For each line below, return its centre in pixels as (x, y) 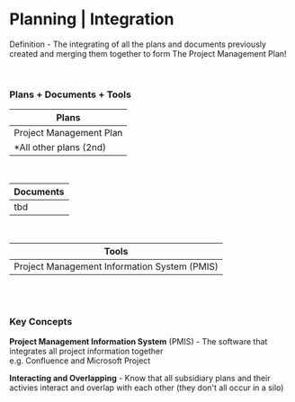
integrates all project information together (86, 351)
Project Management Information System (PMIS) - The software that (139, 341)
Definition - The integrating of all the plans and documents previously (138, 44)
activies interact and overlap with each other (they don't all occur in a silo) (147, 388)
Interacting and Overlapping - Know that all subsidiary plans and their (140, 378)
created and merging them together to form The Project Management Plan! (148, 53)
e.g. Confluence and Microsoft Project (80, 361)
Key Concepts (41, 322)
